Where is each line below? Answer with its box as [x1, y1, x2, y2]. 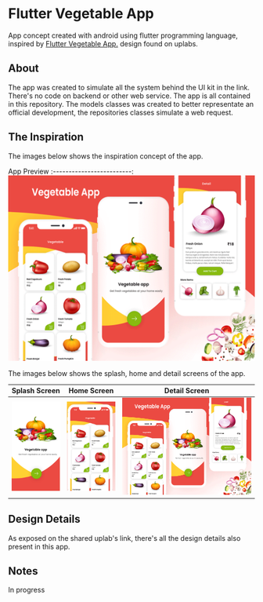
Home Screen [68, 386, 114, 396]
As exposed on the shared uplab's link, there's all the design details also [8, 533, 241, 542]
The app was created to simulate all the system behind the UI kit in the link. [8, 82, 250, 92]
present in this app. [8, 542, 70, 551]
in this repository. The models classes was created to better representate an [8, 99, 254, 108]
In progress [8, 586, 45, 595]
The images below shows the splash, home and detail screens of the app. [8, 368, 246, 378]
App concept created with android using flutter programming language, [8, 31, 239, 40]
